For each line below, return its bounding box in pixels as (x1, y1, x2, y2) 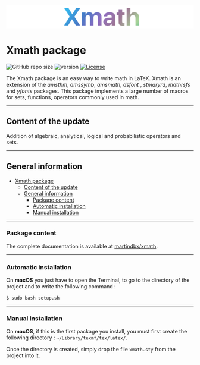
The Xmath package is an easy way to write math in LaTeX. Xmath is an (6, 74, 182, 81)
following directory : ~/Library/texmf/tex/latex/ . (6, 334, 128, 341)
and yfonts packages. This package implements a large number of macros (6, 87, 189, 95)
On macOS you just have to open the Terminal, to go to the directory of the (6, 276, 190, 284)
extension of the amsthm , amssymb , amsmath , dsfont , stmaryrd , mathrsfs (6, 81, 190, 88)
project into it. (6, 352, 40, 359)
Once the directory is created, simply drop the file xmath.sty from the (6, 346, 176, 353)
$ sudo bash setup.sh (6, 295, 60, 301)
